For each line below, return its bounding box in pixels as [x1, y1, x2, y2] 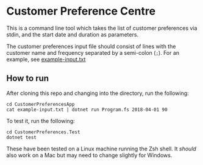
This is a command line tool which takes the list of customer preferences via [6, 24, 198, 32]
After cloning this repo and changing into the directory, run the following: [6, 90, 189, 97]
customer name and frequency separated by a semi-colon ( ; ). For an [6, 49, 180, 56]
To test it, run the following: [6, 117, 75, 124]
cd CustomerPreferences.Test [6, 129, 80, 135]
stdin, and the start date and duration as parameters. [6, 30, 139, 38]
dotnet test [6, 134, 37, 141]
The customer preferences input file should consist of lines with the [6, 43, 176, 50]
